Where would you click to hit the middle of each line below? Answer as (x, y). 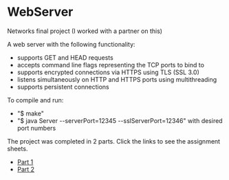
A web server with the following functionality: (71, 44)
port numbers (36, 128)
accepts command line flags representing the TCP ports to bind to (111, 65)
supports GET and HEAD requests (65, 57)
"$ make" (31, 113)
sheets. (18, 148)
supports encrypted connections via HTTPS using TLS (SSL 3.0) (108, 72)
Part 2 (26, 169)
